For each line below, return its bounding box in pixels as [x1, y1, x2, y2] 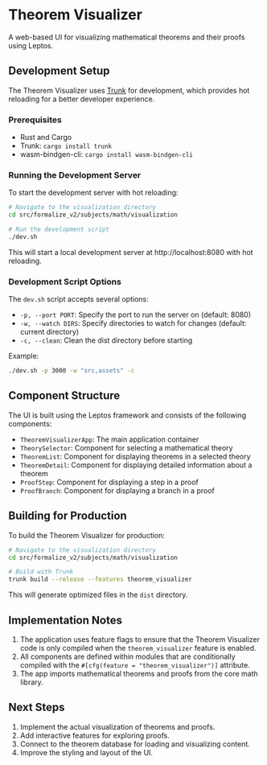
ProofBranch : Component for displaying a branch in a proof [19, 485, 215, 496]
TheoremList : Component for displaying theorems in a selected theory [19, 451, 251, 461]
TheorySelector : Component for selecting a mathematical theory [19, 442, 233, 452]
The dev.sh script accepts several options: [8, 294, 149, 304]
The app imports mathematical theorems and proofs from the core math [19, 668, 259, 678]
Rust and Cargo [19, 133, 72, 142]
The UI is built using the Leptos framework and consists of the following [8, 410, 247, 420]
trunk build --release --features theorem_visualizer [8, 575, 193, 584]
